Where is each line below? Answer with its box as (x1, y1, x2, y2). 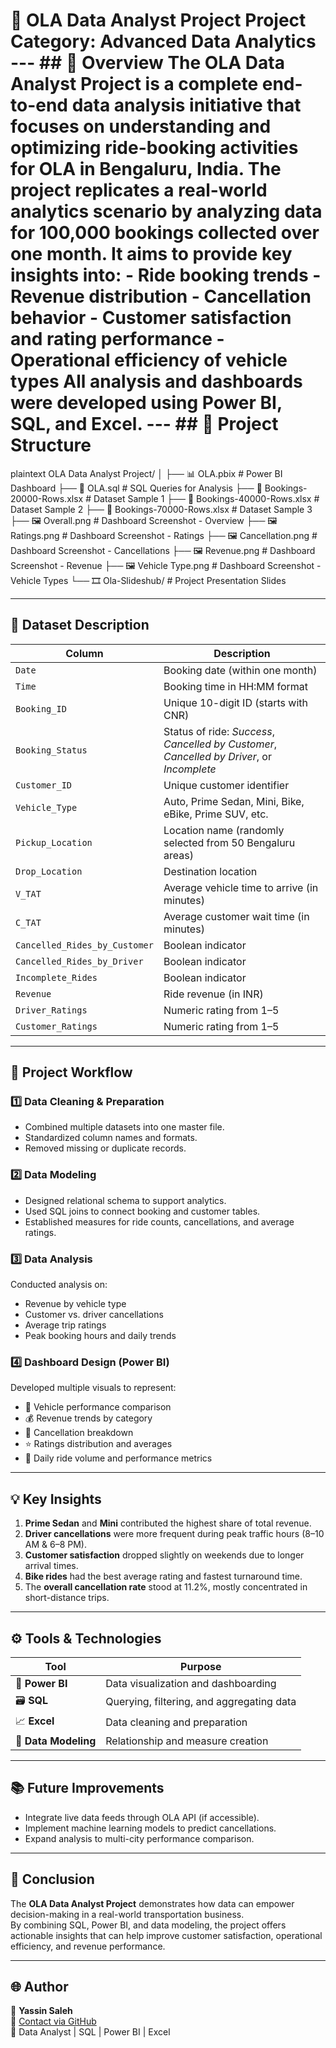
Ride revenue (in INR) (163, 987, 264, 1001)
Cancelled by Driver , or (163, 749, 272, 763)
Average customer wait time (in (163, 909, 310, 923)
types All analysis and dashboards (10, 370, 303, 393)
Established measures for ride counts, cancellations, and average (24, 1215, 295, 1228)
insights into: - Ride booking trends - (10, 264, 322, 287)
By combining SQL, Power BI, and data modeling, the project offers (10, 1919, 287, 1931)
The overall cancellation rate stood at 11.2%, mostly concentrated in (24, 1581, 308, 1593)
